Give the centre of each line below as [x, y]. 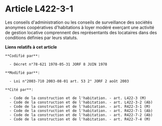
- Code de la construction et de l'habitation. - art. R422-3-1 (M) [80, 106]
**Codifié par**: [23, 56]
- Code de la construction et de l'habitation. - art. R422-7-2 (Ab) [81, 115]
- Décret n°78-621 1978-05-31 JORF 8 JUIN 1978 [58, 64]
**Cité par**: [19, 90]
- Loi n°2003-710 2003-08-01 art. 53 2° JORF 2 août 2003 [69, 81]
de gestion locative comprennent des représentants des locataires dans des [81, 32]
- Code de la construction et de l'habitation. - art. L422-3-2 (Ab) [81, 102]
